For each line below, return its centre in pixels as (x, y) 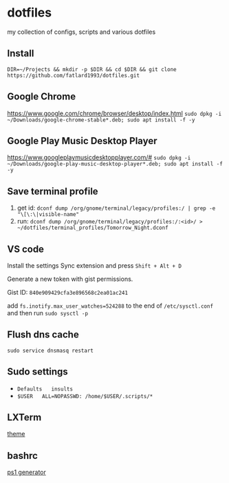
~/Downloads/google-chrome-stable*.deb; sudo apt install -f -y (101, 120)
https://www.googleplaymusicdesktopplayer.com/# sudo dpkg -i (99, 157)
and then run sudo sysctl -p (47, 313)
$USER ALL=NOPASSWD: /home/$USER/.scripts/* (85, 396)
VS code (26, 249)
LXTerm (24, 418)
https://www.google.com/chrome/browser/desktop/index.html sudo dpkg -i (115, 113)
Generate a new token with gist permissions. (70, 279)
